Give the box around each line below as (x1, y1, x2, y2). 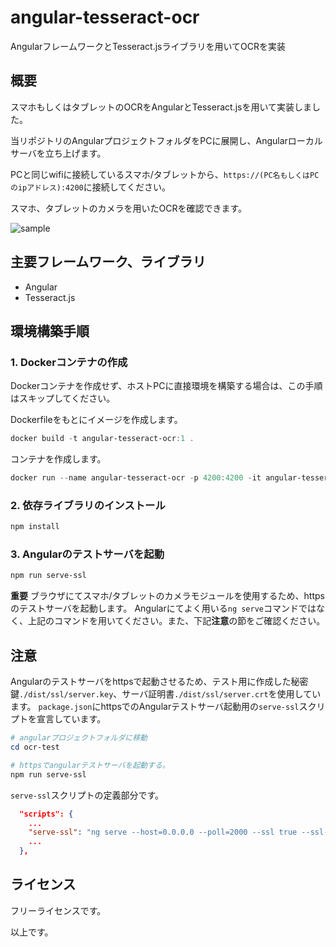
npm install (10, 522, 60, 532)
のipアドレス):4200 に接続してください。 (10, 181, 171, 193)
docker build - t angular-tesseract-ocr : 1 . (10, 434, 195, 444)
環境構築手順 (10, 322, 90, 340)
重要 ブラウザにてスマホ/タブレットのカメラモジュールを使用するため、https (10, 590, 325, 602)
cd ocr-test (10, 742, 60, 753)
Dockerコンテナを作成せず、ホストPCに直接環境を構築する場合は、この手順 (10, 380, 323, 392)
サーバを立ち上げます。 (10, 147, 107, 159)
